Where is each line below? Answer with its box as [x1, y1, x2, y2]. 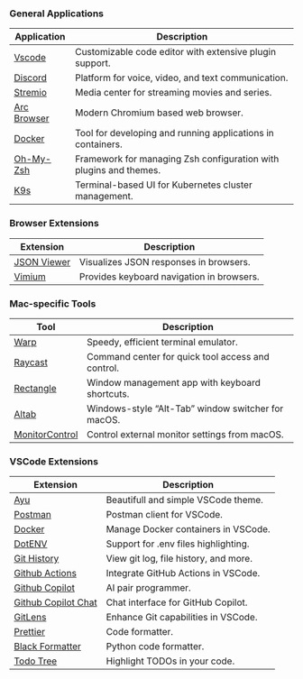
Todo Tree [14, 655, 58, 667]
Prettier [14, 626, 45, 638]
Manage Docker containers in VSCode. [106, 523, 271, 536]
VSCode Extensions [9, 454, 99, 467]
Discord [14, 71, 48, 84]
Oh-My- [14, 152, 51, 165]
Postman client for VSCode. [106, 509, 224, 521]
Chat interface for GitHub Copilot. [106, 596, 248, 609]
